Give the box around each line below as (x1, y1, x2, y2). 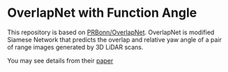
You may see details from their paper (7, 56, 114, 64)
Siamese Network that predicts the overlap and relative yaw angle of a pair (7, 35, 222, 43)
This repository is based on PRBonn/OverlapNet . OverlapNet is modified (7, 28, 215, 36)
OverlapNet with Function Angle (7, 5, 197, 21)
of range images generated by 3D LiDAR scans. (7, 43, 144, 51)
